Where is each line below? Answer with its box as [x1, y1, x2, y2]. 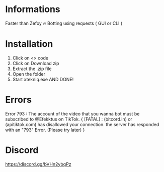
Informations [5, 4, 60, 15]
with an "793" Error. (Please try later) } [5, 127, 85, 133]
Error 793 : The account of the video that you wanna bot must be [5, 110, 140, 117]
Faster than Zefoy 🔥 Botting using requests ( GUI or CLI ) [5, 20, 123, 26]
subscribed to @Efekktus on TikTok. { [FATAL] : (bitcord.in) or [5, 116, 132, 122]
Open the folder [12, 71, 45, 77]
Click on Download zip [12, 60, 59, 66]
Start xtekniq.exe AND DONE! [12, 76, 74, 82]
